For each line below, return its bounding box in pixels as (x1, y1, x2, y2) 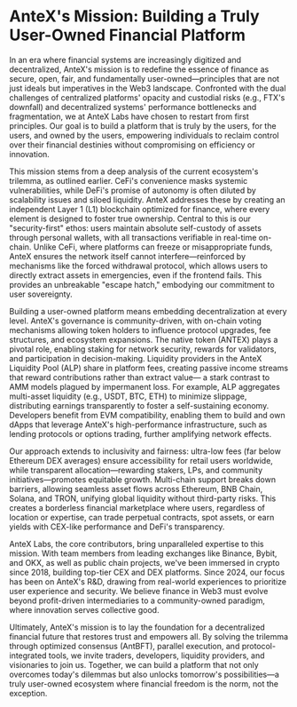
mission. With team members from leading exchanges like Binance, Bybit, (9, 548, 277, 559)
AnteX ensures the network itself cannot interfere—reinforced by (9, 250, 246, 261)
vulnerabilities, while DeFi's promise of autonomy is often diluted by (9, 185, 257, 195)
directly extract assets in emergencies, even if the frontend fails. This (9, 269, 262, 281)
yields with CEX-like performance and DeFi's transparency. (9, 521, 225, 532)
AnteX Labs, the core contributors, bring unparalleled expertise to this (9, 538, 264, 549)
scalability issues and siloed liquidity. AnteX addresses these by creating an (9, 194, 285, 205)
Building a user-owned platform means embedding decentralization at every (9, 306, 287, 316)
